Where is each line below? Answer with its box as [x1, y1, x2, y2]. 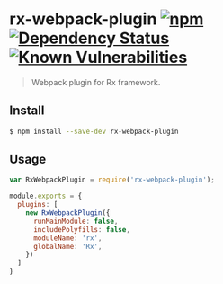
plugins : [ [17, 200, 58, 209]
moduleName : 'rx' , [32, 234, 103, 243]
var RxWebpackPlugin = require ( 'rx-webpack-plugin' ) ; [9, 175, 216, 184]
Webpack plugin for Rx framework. [31, 76, 161, 87]
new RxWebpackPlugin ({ [25, 209, 111, 217]
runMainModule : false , [32, 217, 119, 226]
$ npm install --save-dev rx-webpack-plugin [9, 127, 179, 136]
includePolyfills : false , [32, 225, 130, 234]
